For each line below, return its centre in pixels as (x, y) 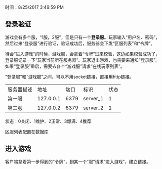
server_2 (93, 108)
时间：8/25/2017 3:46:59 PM (35, 7)
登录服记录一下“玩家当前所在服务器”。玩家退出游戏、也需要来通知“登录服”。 (82, 60)
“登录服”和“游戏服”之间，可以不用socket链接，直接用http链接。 (70, 77)
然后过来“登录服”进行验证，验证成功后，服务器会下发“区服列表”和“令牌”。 (80, 43)
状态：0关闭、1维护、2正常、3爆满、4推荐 (48, 121)
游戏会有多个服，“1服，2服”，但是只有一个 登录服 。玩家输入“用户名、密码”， (82, 37)
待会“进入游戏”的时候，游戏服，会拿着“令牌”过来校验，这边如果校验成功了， (82, 54)
